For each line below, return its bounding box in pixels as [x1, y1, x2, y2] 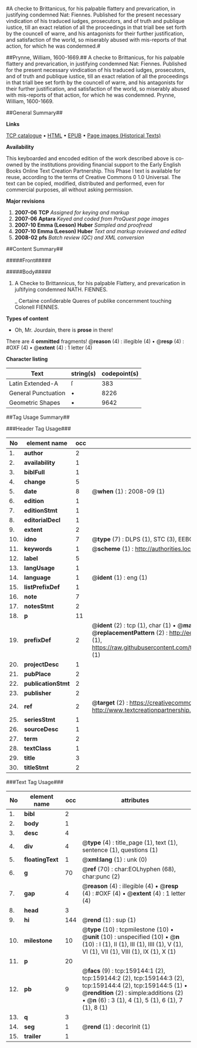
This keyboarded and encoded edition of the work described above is [6, 155, 175, 161]
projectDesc [24, 660, 59, 668]
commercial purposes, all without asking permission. [6, 186, 134, 193]
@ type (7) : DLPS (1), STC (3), [91, 535, 177, 543]
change [24, 478, 46, 485]
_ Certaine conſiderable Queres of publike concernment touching [14, 297, 172, 304]
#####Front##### [6, 257, 52, 264]
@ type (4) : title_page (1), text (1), [81, 839, 178, 847]
